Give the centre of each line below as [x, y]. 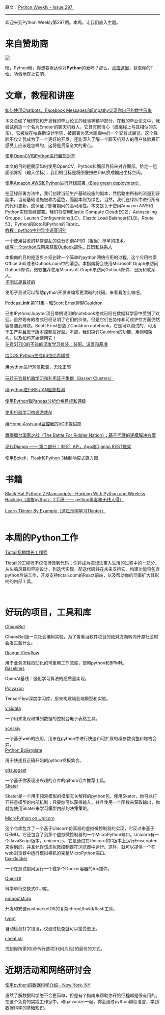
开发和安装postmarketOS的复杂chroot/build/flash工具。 [61, 908]
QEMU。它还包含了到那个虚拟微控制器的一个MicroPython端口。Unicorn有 [80, 834]
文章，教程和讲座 [40, 96]
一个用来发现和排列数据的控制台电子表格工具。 [52, 718]
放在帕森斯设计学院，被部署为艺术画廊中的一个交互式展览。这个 [89, 133]
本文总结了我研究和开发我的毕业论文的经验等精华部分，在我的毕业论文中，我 [82, 121]
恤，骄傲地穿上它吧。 [27, 74]
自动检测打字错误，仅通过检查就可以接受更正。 [52, 928]
